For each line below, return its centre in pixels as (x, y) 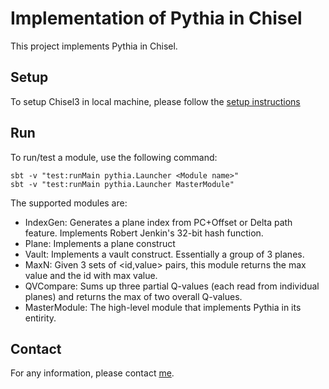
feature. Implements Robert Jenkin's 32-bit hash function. (144, 233)
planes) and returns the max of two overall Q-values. (133, 296)
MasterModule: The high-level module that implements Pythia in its (163, 307)
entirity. (40, 318)
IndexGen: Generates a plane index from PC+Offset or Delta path (158, 222)
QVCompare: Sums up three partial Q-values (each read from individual (172, 286)
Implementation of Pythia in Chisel (156, 18)
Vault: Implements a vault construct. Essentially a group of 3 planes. (164, 254)
